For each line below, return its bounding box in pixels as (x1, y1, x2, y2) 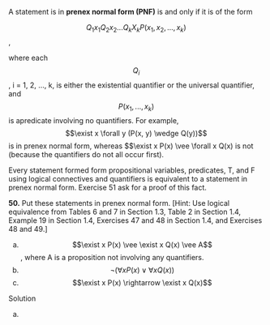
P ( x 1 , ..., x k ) (118, 101, 155, 113)
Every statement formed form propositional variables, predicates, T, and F (8, 165, 255, 175)
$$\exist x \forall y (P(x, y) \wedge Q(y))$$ (65, 129, 208, 139)
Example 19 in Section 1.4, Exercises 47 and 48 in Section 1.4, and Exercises (8, 216, 263, 225)
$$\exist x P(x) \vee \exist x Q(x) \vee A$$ (71, 240, 212, 250)
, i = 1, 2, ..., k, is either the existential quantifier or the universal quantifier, (8, 80, 255, 90)
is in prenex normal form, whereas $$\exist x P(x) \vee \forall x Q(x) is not (8, 141, 254, 151)
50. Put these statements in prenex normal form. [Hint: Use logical (8, 199, 229, 208)
